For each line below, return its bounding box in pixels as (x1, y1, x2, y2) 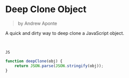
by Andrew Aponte (17, 20, 58, 26)
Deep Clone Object (5, 4, 87, 15)
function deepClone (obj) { (5, 58, 63, 64)
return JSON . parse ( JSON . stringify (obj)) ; (14, 63, 104, 68)
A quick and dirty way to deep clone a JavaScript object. (5, 30, 124, 36)
